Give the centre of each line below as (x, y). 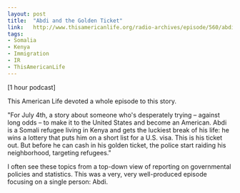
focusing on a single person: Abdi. (58, 182)
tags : (15, 34)
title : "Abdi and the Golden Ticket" (65, 21)
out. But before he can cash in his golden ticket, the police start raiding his (117, 145)
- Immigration (29, 54)
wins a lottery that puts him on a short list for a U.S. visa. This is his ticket (115, 137)
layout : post (27, 14)
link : (15, 27)
